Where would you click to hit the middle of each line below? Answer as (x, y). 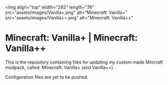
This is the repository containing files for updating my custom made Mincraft (84, 62)
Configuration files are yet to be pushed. (47, 77)
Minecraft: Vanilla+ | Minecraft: (71, 38)
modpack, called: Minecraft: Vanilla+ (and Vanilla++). (60, 67)
